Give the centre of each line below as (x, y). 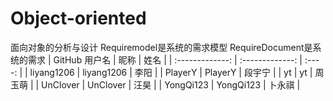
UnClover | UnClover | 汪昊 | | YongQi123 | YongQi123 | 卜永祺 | (171, 84)
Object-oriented (78, 18)
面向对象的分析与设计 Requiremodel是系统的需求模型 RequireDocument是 (161, 47)
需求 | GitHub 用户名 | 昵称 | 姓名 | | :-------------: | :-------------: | (165, 59)
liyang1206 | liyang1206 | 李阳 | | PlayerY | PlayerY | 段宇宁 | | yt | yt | (171, 72)
